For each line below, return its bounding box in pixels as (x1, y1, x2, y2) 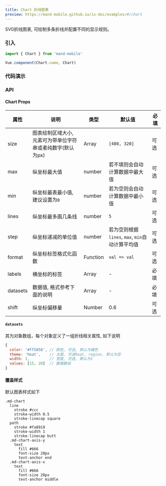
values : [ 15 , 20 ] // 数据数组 (9, 361, 71, 366)
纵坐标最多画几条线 (32, 213, 78, 220)
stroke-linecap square (14, 416, 61, 422)
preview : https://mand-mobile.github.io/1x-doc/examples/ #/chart (5, 12, 142, 17)
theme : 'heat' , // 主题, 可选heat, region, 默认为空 (9, 352, 121, 357)
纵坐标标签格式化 (32, 250, 73, 257)
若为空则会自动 (108, 185, 144, 192)
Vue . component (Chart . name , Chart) (5, 60, 77, 65)
